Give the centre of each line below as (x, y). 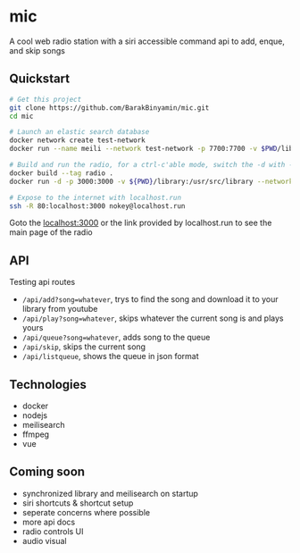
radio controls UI (53, 531)
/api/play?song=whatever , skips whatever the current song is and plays (153, 318)
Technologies (48, 385)
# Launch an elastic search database (79, 132)
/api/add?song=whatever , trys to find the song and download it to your (150, 299)
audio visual (44, 540)
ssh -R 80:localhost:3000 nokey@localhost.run (97, 206)
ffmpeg (36, 434)
